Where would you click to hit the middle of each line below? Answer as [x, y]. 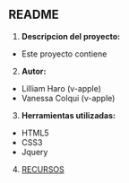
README [34, 15]
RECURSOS [43, 169]
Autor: [34, 71]
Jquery [34, 152]
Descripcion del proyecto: [71, 36]
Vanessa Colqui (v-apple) [68, 98]
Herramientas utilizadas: [68, 115]
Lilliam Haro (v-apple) [61, 88]
